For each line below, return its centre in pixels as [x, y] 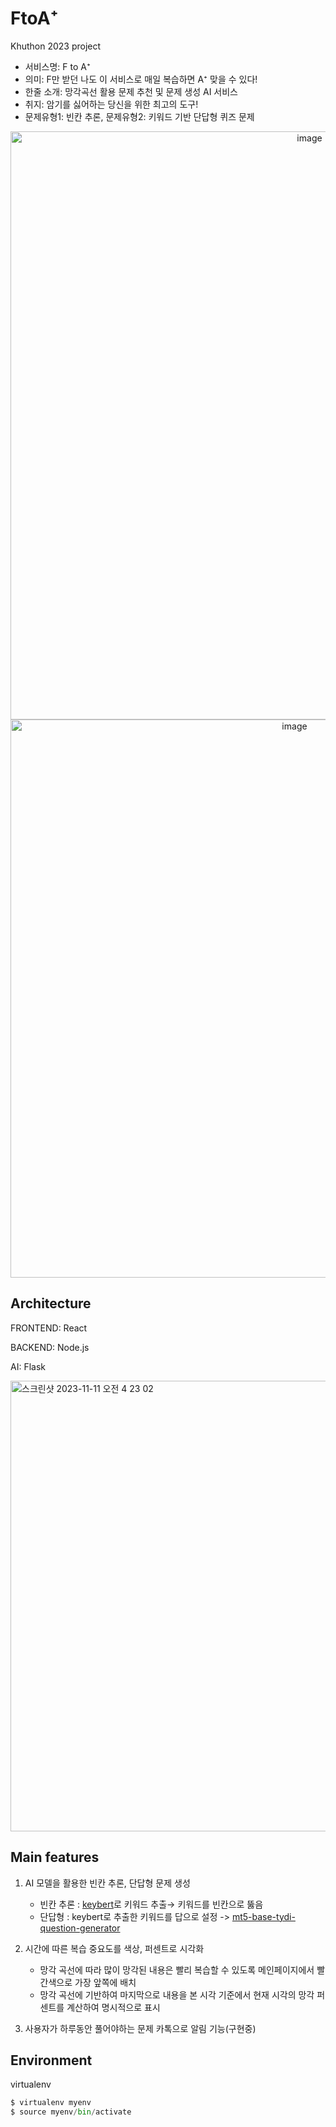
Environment [51, 2060]
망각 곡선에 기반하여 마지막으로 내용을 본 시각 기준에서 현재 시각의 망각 [177, 1994]
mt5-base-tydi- [263, 1916]
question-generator [80, 1928]
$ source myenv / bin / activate [71, 2112]
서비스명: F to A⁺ [57, 66]
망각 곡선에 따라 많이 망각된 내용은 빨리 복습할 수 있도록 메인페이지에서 [177, 1969]
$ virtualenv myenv [51, 2103]
